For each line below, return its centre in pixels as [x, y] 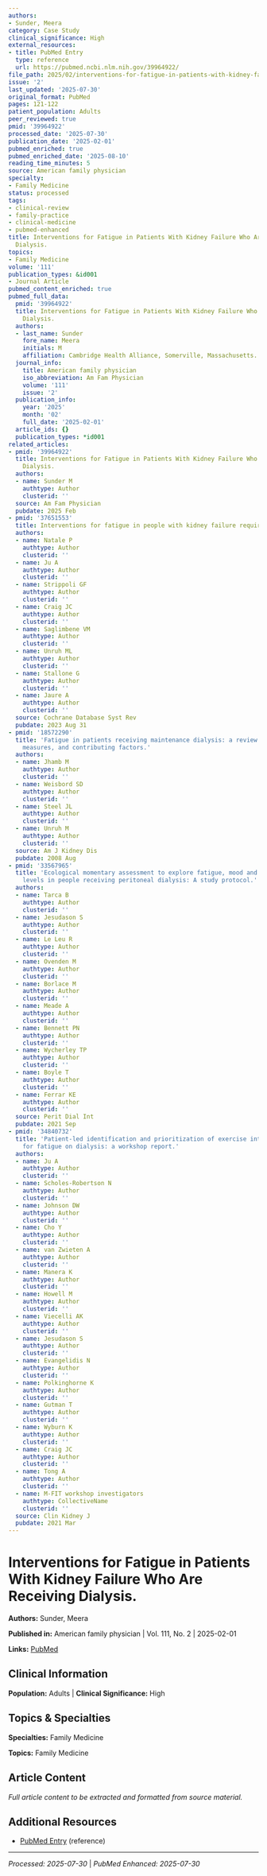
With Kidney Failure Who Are [106, 1579]
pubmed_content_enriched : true [60, 289]
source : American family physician [67, 171]
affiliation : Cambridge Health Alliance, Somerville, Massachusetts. [140, 356]
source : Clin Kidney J [53, 1516]
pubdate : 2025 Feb [46, 511]
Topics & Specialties [60, 1718]
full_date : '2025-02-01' [64, 422]
